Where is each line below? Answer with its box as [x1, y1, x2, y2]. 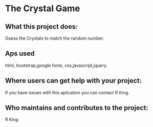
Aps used [5, 49, 35, 58]
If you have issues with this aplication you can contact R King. [5, 89, 130, 95]
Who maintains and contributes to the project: [5, 104, 149, 112]
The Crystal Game [5, 3, 80, 14]
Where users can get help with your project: [5, 77, 142, 85]
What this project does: [5, 22, 78, 31]
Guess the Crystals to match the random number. [5, 35, 104, 41]
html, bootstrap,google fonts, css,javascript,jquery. [5, 62, 108, 68]
